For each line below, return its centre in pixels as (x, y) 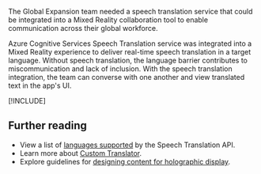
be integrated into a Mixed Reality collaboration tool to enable (108, 20)
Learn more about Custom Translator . (81, 153)
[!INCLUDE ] (27, 101)
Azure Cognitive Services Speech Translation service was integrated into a (130, 43)
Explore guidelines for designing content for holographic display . (125, 161)
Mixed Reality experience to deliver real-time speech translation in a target (130, 52)
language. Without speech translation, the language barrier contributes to (128, 60)
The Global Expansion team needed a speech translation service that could (130, 11)
